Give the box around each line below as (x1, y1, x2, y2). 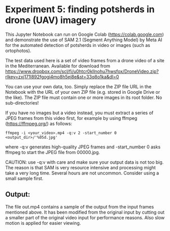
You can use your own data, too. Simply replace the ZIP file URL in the (5, 83, 152, 90)
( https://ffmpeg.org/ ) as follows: (5, 120, 73, 126)
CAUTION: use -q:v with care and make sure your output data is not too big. (5, 159, 164, 165)
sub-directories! (5, 99, 39, 106)
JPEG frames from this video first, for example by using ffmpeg (5, 115, 138, 121)
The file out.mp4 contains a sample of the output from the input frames (5, 203, 154, 210)
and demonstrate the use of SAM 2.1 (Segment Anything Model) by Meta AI (5, 37, 162, 43)
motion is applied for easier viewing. (5, 220, 81, 226)
